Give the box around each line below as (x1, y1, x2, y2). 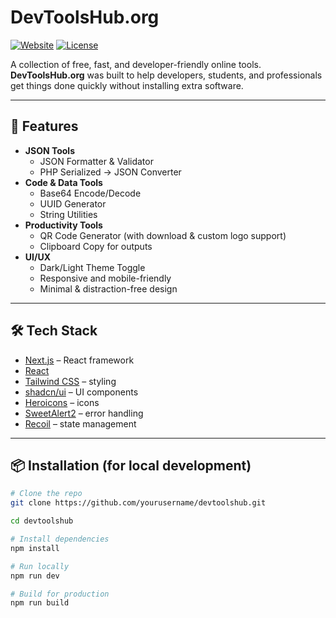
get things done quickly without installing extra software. (10, 79, 244, 91)
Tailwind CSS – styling (24, 375, 117, 387)
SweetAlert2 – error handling (24, 407, 144, 419)
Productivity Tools (24, 219, 103, 231)
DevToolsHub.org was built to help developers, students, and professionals (10, 69, 323, 81)
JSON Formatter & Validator (39, 155, 154, 167)
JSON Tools (24, 144, 75, 156)
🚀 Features (10, 118, 79, 135)
